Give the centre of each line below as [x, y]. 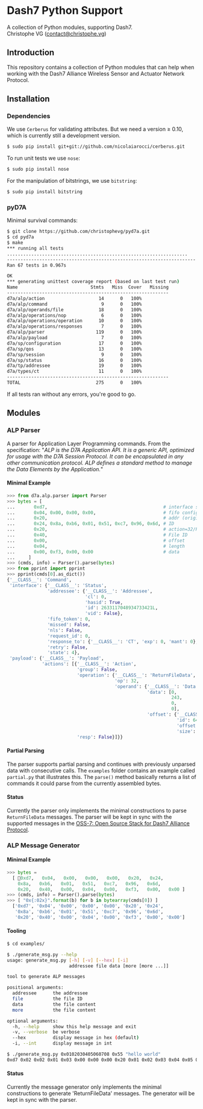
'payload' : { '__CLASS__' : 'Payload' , [57, 658]
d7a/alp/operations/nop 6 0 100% [74, 315]
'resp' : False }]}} [100, 737]
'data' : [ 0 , [162, 692]
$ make [15, 243]
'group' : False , [97, 670]
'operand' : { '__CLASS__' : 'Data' [157, 686]
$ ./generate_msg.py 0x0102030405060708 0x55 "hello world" [84, 1054]
